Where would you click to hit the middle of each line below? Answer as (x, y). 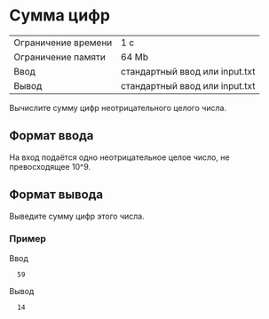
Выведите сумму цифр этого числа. (77, 216)
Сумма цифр (60, 16)
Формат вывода (56, 195)
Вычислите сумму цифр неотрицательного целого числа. (118, 108)
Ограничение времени (63, 43)
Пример (28, 239)
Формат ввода (51, 136)
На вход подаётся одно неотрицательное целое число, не (119, 157)
